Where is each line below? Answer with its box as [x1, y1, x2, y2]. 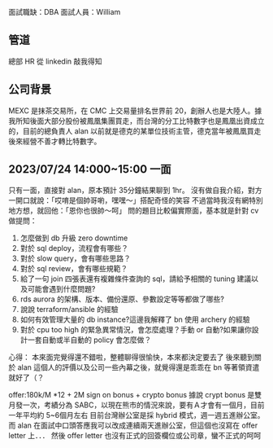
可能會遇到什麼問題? [27, 284, 96, 294]
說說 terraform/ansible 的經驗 [19, 305, 119, 314]
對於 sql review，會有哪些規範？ [19, 264, 128, 274]
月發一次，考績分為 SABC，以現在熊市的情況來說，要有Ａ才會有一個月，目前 [8, 400, 265, 410]
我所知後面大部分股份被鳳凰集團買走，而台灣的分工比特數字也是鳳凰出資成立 [8, 116, 265, 125]
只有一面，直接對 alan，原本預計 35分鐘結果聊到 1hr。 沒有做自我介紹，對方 [8, 186, 262, 195]
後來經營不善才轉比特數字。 [8, 136, 102, 146]
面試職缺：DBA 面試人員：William [8, 7, 121, 16]
